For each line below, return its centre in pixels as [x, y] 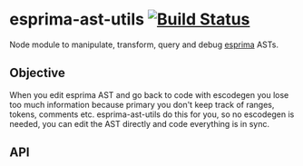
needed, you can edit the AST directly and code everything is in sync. [140, 123]
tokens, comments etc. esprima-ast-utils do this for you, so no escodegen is [152, 114]
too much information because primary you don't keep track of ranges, [142, 104]
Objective [38, 73]
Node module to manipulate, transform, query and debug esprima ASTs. [144, 44]
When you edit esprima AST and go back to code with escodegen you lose [149, 94]
